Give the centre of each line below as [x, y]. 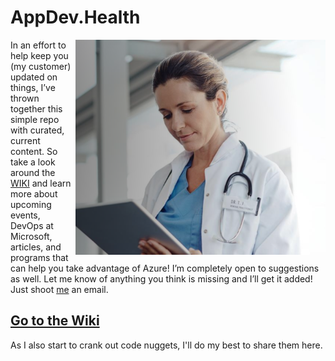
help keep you [39, 55]
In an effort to [38, 45]
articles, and [36, 247]
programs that [39, 257]
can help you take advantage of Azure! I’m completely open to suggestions [165, 268]
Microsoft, [31, 236]
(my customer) [41, 66]
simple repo [35, 119]
